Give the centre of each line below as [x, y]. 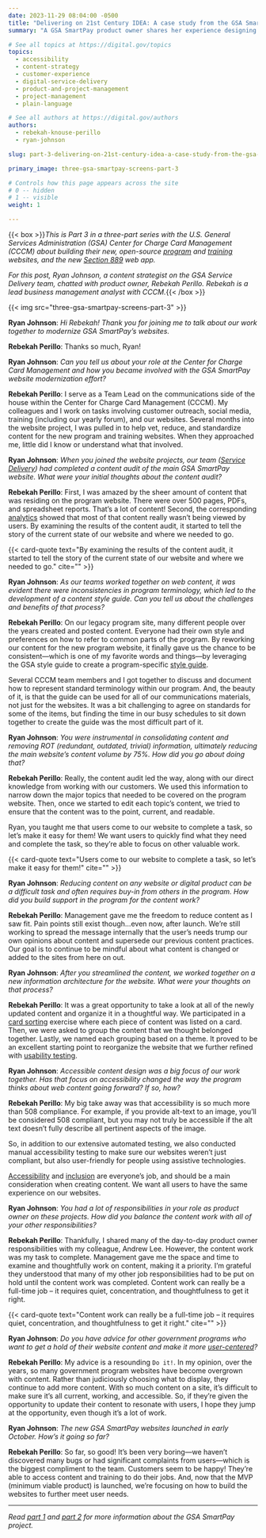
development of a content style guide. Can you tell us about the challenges [131, 599]
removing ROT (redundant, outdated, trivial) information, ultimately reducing [133, 746]
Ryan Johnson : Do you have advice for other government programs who [127, 1338]
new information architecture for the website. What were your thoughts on [129, 981]
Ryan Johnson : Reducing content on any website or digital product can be [130, 883]
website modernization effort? [57, 379]
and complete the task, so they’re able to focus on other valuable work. [124, 844]
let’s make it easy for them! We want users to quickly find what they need [127, 836]
